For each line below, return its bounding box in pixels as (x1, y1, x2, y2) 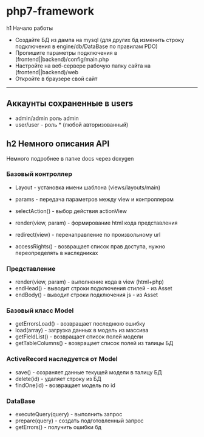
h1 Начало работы (6, 24, 53, 32)
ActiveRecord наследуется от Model (6, 355, 118, 363)
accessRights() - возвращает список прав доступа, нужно (15, 242, 166, 250)
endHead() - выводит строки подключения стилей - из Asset (15, 285, 172, 292)
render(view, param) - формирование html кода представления (15, 219, 178, 226)
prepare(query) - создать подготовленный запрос (15, 417, 144, 424)
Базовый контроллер (6, 170, 73, 178)
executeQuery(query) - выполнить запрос (15, 411, 123, 418)
